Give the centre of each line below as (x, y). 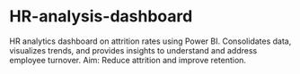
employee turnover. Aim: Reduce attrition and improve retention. (128, 60)
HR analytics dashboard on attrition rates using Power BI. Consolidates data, (150, 41)
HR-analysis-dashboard (101, 16)
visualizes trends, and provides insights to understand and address (133, 50)
